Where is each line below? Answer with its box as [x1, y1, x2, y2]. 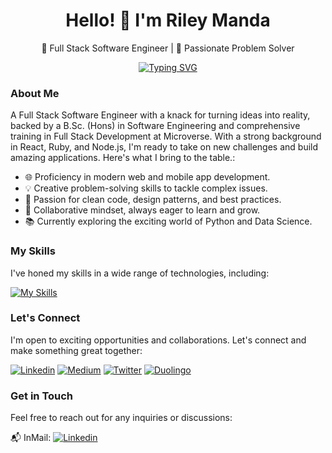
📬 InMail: [10, 432, 52, 444]
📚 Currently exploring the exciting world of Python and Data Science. [24, 215, 313, 228]
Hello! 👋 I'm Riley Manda [65, 9, 271, 32]
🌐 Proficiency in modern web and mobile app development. [24, 171, 271, 183]
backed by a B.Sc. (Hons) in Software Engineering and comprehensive [10, 120, 301, 132]
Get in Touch [10, 389, 74, 403]
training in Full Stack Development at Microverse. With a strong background [10, 130, 322, 143]
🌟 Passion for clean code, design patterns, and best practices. [24, 194, 282, 206]
